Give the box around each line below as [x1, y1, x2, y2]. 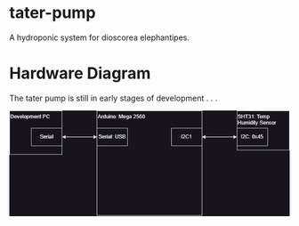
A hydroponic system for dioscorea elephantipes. [9, 32, 190, 43]
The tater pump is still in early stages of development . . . [9, 93, 218, 103]
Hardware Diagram [9, 63, 151, 84]
